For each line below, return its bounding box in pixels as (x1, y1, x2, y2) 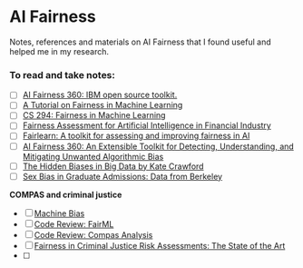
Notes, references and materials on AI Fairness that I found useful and (9, 36, 272, 47)
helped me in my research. (9, 45, 109, 56)
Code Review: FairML (34, 218, 114, 229)
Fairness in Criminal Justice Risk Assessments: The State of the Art (34, 240, 286, 251)
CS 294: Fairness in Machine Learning (22, 110, 166, 121)
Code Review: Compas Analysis (34, 229, 153, 240)
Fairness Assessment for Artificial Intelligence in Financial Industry (22, 120, 272, 131)
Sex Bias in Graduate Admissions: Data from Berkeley (22, 171, 223, 182)
